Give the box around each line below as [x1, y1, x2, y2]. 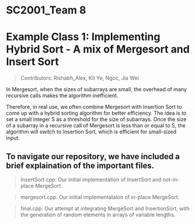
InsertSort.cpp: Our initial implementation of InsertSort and [20, 176, 162, 183]
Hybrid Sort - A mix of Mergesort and [6, 43, 190, 56]
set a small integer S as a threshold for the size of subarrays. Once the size [6, 116, 187, 123]
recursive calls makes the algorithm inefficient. [6, 92, 119, 99]
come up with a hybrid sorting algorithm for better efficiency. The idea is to [6, 109, 187, 117]
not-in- [162, 176, 180, 183]
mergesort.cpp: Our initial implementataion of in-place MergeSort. [20, 194, 180, 201]
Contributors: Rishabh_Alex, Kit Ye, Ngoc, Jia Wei [20, 74, 139, 82]
